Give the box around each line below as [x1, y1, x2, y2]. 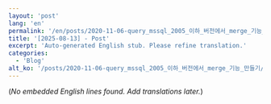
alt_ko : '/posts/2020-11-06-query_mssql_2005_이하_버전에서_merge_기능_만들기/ [8, 64, 265, 73]
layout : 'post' [8, 11, 60, 20]
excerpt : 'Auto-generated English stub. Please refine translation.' [8, 42, 248, 50]
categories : [8, 49, 48, 57]
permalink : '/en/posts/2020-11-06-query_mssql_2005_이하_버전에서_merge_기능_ [8, 27, 266, 35]
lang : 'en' [8, 19, 45, 27]
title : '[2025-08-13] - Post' [8, 34, 110, 43]
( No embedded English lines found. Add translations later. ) [8, 86, 203, 96]
